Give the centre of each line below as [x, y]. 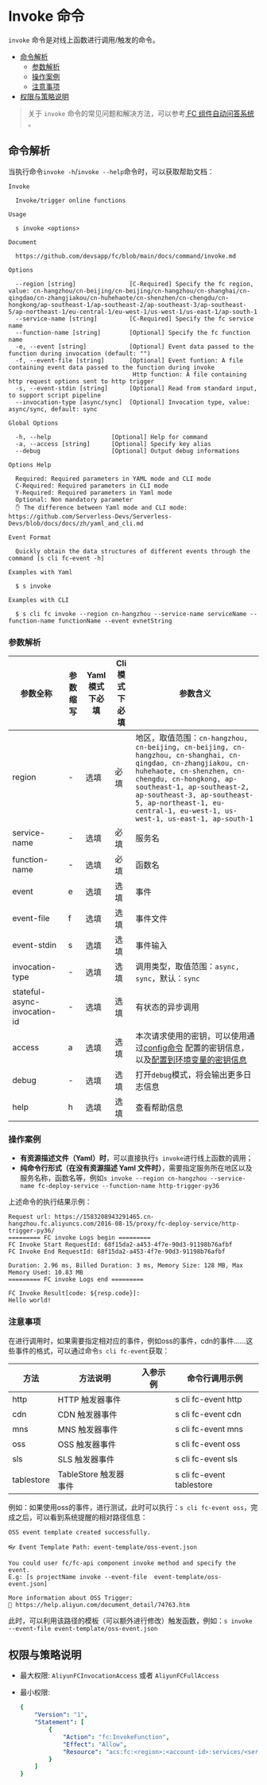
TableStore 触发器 [91, 1474]
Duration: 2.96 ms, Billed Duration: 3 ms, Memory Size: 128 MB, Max [126, 1266]
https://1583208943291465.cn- [104, 1217]
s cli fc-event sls [206, 1458]
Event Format [30, 537]
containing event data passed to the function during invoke [112, 367]
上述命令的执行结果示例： [50, 1202]
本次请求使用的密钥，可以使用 [191, 1036]
